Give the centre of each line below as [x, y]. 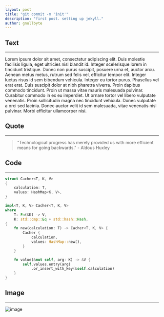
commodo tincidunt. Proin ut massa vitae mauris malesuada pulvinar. [74, 90]
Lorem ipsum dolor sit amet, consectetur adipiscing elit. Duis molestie [75, 59]
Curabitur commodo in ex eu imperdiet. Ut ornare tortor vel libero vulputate [81, 95]
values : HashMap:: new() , [56, 242]
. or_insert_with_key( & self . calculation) [73, 269]
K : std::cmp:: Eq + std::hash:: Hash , [51, 219]
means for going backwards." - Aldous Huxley [63, 148]
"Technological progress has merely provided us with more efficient [85, 142]
